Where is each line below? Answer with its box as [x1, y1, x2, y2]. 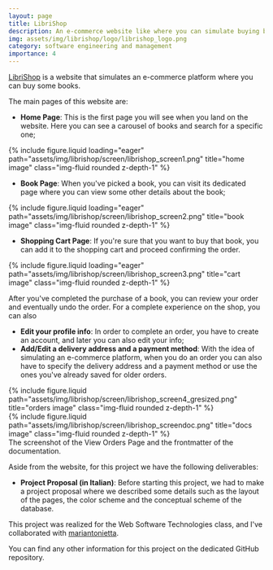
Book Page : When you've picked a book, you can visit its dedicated [19, 178, 246, 188]
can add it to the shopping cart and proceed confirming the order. [19, 245, 241, 254]
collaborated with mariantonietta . [8, 528, 119, 537]
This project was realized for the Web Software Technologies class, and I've [8, 520, 262, 529]
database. [19, 504, 54, 513]
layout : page [8, 11, 53, 20]
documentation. [8, 446, 62, 456]
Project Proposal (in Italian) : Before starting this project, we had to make [19, 478, 265, 487]
